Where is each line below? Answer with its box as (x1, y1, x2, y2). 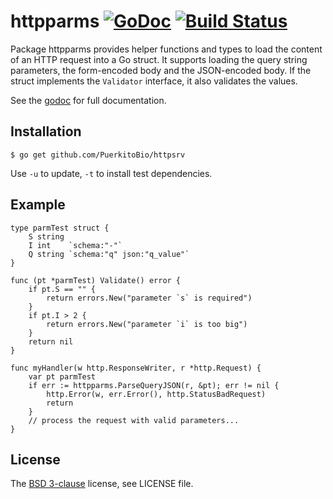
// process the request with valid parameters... (28, 415, 240, 425)
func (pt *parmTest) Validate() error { (10, 275, 182, 285)
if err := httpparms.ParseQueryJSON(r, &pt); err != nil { (28, 380, 280, 390)
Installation (10, 123, 82, 140)
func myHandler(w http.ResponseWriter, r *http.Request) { (10, 363, 262, 373)
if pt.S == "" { (28, 284, 97, 294)
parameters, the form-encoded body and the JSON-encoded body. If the (10, 64, 312, 76)
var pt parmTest (28, 371, 97, 382)
